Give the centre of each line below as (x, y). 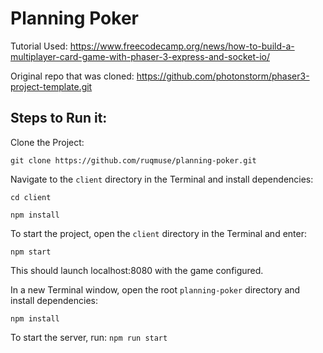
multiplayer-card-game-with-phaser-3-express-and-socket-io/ (140, 56)
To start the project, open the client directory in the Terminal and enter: (158, 233)
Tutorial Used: (39, 46)
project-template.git (51, 86)
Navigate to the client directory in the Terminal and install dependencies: (162, 179)
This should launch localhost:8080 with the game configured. (137, 270)
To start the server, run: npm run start (89, 337)
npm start (31, 252)
